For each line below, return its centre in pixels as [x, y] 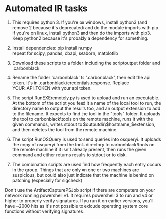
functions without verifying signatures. [45, 211]
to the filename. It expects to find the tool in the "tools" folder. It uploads [86, 113]
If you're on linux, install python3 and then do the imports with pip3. [82, 33]
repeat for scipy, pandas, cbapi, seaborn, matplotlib [65, 53]
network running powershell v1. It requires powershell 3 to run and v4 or [79, 195]
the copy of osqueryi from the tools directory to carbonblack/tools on [83, 144]
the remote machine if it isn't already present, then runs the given [79, 149]
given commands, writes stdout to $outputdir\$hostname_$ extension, [84, 124]
